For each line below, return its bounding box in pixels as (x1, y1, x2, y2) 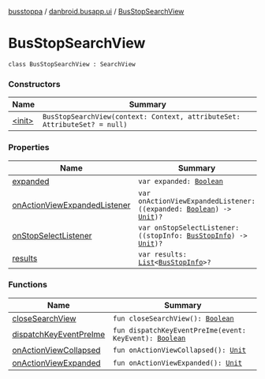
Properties (8, 142, 50, 153)
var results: (137, 250, 188, 259)
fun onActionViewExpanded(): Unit (113, 358, 243, 367)
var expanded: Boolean (137, 177, 223, 186)
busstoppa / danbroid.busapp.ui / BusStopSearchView (8, 7, 185, 16)
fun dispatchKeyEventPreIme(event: (113, 325, 247, 335)
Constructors (8, 78, 61, 89)
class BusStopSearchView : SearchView (8, 60, 136, 68)
